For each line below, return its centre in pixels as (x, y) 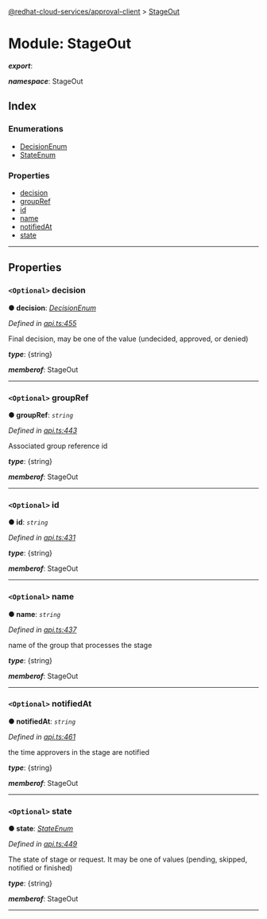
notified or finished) (41, 868)
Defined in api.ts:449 (43, 844)
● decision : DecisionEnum (52, 308)
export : (21, 65)
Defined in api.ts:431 (42, 538)
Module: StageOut (70, 44)
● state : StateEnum (41, 829)
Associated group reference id (58, 446)
